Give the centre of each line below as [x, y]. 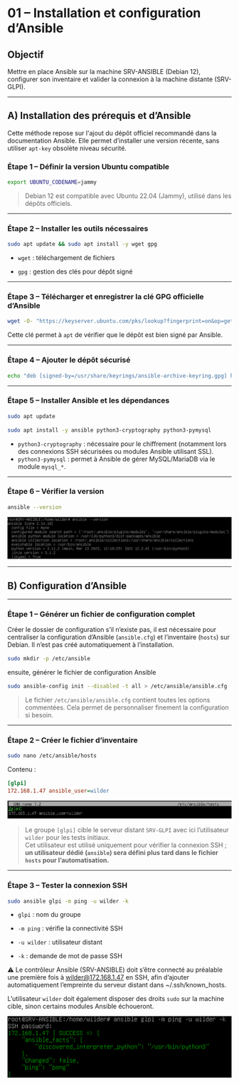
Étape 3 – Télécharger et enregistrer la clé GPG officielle [106, 297]
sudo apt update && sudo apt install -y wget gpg [83, 244]
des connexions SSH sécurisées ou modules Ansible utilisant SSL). [116, 451]
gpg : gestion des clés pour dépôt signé [75, 271]
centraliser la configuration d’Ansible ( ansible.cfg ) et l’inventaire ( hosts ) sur [118, 637]
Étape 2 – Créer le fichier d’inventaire [73, 740]
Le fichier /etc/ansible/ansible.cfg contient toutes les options [117, 700]
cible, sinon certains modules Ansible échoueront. [81, 1007]
